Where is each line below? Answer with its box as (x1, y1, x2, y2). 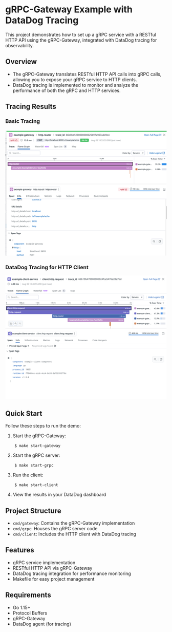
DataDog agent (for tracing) (12, 621, 72, 627)
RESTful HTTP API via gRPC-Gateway (12, 565, 93, 571)
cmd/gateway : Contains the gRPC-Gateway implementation (12, 520, 135, 526)
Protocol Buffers (12, 610, 48, 616)
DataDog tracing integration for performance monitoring (12, 570, 132, 577)
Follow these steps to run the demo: (5, 423, 81, 429)
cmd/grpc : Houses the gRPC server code (12, 526, 98, 532)
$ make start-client (14, 482, 58, 488)
